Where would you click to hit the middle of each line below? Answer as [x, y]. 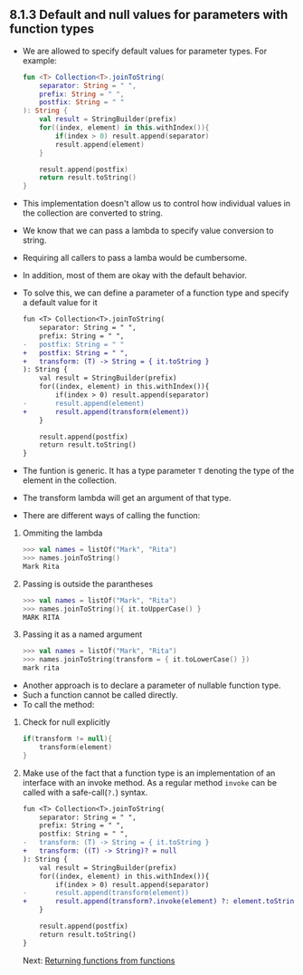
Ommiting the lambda [62, 533]
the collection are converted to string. [92, 213]
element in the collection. [70, 480]
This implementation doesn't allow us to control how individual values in [156, 204]
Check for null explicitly [66, 722]
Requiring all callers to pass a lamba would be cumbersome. [134, 258]
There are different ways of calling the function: [111, 516]
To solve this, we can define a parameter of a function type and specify [156, 293]
